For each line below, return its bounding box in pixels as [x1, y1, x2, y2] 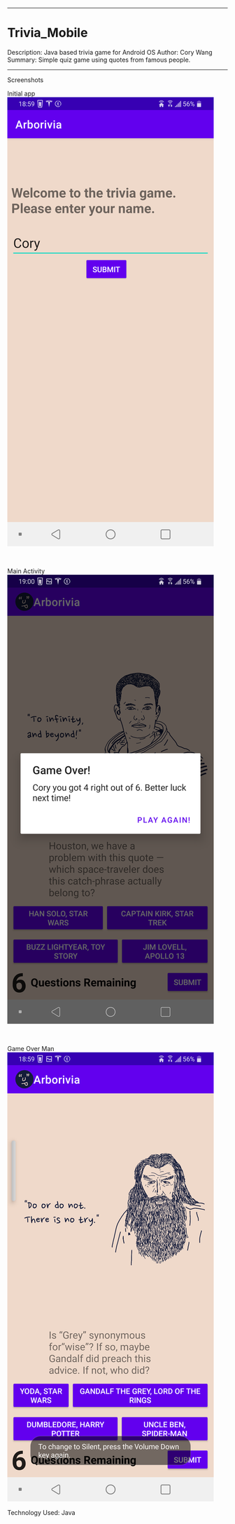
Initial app [7, 89, 36, 98]
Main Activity [7, 566, 45, 575]
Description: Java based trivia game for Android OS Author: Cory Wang [7, 48, 213, 56]
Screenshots [7, 75, 44, 84]
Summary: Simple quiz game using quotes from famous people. [7, 55, 191, 64]
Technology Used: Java [7, 1508, 76, 1516]
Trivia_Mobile [7, 25, 88, 41]
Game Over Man [7, 1044, 55, 1052]
